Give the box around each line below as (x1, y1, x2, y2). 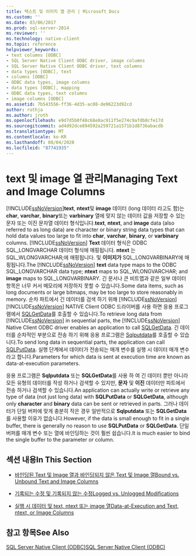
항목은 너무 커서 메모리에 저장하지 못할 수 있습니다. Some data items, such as (6, 282, 184, 289)
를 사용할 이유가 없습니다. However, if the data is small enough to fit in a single (6, 415, 190, 422)
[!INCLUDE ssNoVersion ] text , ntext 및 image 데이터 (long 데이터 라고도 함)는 (6, 205, 185, 212)
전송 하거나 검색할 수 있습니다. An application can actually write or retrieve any (6, 387, 190, 394)
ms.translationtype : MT (6, 128, 64, 135)
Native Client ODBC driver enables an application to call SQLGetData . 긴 (6, 324, 179, 331)
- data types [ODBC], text (6, 69, 72, 74)
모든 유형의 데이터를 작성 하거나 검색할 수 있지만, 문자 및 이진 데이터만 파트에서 (6, 379, 185, 387)
